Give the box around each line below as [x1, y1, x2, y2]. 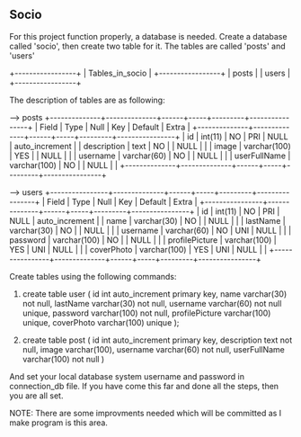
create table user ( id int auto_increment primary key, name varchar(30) [22, 288, 288, 299]
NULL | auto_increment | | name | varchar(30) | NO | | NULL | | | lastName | [9, 215, 286, 226]
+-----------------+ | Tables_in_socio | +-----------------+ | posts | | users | [9, 67, 290, 78]
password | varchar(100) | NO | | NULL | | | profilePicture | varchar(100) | [9, 234, 277, 245]
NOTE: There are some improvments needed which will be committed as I [9, 407, 282, 418]
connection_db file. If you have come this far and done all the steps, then [9, 380, 279, 391]
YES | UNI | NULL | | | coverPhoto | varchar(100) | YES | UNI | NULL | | [9, 244, 268, 254]
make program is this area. [9, 417, 108, 428]
